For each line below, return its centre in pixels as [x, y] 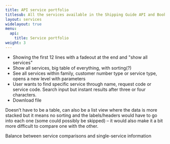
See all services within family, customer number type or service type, [85, 73]
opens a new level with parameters [49, 78]
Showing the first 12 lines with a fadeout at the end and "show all [80, 57]
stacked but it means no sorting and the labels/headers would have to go [81, 115]
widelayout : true [24, 24]
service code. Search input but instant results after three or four [79, 89]
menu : [11, 29]
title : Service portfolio [42, 38]
